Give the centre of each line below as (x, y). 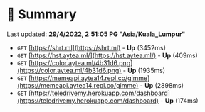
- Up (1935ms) (144, 70)
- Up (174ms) (179, 100)
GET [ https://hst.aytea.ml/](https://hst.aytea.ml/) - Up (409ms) (107, 55)
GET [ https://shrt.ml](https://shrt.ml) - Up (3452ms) (91, 47)
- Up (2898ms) (162, 85)
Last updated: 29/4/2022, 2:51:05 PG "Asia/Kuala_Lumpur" (96, 34)
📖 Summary (42, 15)
